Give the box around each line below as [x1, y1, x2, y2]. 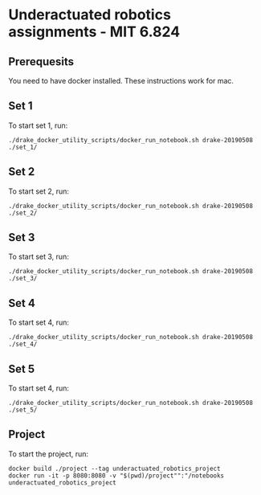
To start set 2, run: [8, 186, 70, 196]
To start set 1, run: [8, 121, 68, 130]
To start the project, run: [8, 448, 89, 459]
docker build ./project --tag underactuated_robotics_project [8, 464, 221, 472]
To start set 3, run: [8, 252, 70, 262]
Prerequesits [8, 55, 75, 68]
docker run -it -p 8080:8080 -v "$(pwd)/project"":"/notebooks [8, 472, 225, 480]
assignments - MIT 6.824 [8, 22, 181, 41]
